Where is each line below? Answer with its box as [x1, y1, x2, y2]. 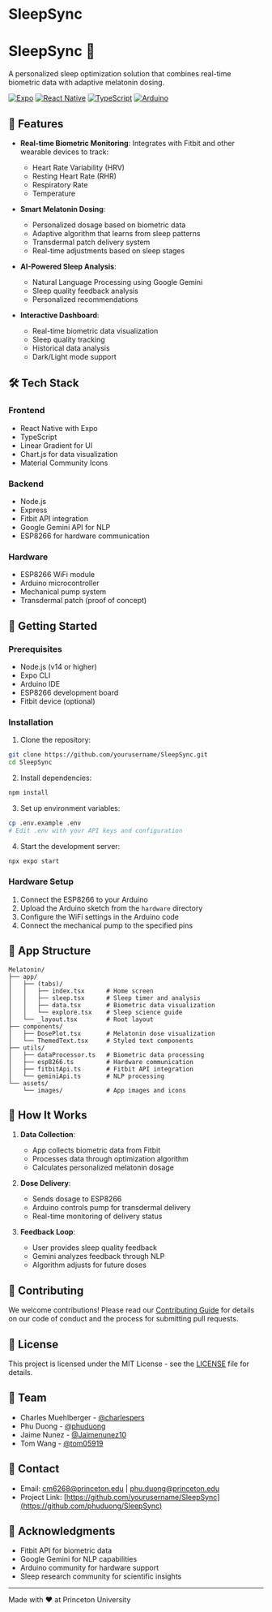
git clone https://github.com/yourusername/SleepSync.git [8, 751, 208, 759]
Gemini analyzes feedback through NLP [32, 1252, 165, 1261]
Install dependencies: [19, 773, 92, 782]
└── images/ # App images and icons [23, 1086, 186, 1094]
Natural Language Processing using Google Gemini [32, 277, 203, 287]
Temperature [32, 188, 75, 198]
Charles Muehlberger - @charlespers [19, 1412, 145, 1422]
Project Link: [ [19, 1492, 67, 1502]
